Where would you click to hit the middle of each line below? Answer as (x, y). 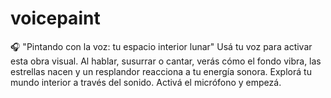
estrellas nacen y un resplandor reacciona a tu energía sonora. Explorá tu (161, 71)
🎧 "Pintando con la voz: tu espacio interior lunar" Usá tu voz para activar (161, 46)
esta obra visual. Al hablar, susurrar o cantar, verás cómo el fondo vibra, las (166, 61)
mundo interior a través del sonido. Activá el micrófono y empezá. (146, 82)
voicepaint (55, 18)
